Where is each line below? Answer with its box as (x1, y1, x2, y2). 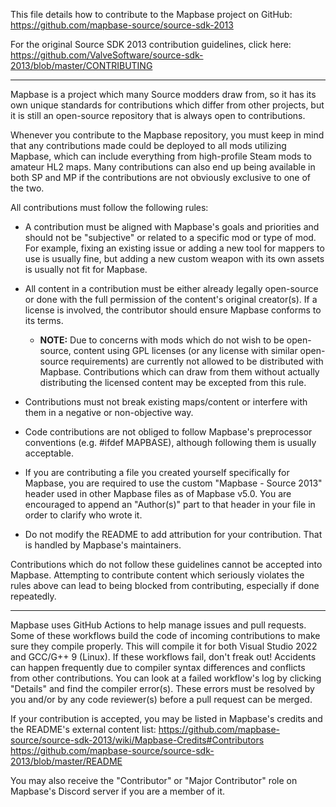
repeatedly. (10, 590, 57, 602)
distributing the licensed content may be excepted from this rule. (39, 377, 307, 388)
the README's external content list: (10, 724, 157, 735)
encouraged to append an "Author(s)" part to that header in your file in (24, 499, 316, 510)
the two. (10, 182, 45, 194)
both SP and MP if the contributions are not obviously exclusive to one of (10, 172, 312, 183)
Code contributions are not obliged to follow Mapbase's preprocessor (24, 426, 313, 438)
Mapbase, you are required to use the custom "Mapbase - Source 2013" (24, 477, 323, 489)
